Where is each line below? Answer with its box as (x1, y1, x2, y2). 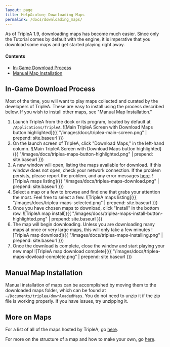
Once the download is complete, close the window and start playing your (12, 243, 165, 249)
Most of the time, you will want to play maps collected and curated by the (5, 98, 158, 104)
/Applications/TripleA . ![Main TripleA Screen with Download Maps (12, 124, 153, 130)
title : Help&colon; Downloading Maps (5, 12, 85, 17)
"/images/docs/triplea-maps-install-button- (72, 210, 163, 216)
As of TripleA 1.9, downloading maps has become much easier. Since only (5, 31, 159, 37)
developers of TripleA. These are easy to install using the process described (5, 104, 164, 110)
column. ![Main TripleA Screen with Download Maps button (12, 146, 136, 152)
